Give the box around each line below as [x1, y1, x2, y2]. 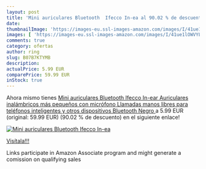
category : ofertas [6, 43, 53, 50]
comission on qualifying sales [6, 156, 82, 163]
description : [6, 60, 40, 66]
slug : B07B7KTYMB [6, 54, 51, 61]
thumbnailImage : [6, 26, 48, 32]
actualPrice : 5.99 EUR [6, 66, 64, 72]
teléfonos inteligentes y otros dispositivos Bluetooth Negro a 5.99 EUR [6, 107, 184, 115]
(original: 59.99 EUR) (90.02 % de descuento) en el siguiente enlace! [6, 114, 180, 121]
